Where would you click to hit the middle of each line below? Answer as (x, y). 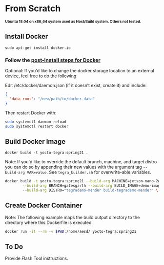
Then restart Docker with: (31, 112)
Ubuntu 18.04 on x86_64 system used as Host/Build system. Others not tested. (73, 22)
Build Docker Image (35, 142)
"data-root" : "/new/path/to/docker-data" (52, 99)
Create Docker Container (44, 206)
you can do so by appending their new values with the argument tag (74, 167)
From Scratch (33, 9)
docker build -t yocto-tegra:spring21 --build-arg (58, 181)
